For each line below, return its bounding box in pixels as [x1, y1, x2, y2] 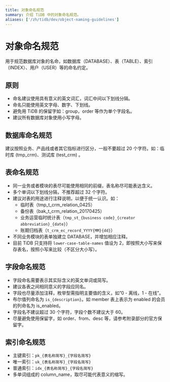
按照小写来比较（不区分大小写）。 [30, 246, 100, 252]
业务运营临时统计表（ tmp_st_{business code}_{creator [20, 214, 135, 221]
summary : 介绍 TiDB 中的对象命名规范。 [5, 12, 81, 17]
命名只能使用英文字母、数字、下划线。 [12, 102, 93, 108]
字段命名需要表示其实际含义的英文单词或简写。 [12, 277, 111, 283]
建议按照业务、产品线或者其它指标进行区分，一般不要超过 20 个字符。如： [5, 145, 160, 151]
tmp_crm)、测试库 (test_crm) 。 [17, 151, 83, 158]
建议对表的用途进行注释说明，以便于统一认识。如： [12, 195, 120, 201]
